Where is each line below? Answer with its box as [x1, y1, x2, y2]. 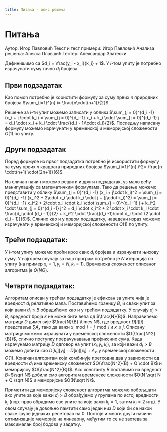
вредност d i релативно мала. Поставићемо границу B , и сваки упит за [5, 300, 156, 307]
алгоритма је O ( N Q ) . [5, 267, 49, 273]
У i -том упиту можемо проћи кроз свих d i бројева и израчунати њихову [5, 249, 159, 256]
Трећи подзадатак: [5, 236, 68, 244]
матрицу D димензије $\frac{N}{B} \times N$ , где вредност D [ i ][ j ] [5, 318, 144, 325]
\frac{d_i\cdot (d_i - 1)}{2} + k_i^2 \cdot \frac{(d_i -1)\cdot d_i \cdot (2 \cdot [5, 210, 161, 216]
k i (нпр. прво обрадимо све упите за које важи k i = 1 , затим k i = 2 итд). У [5, 399, 161, 406]
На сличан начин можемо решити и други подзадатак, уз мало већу [5, 178, 151, 185]
